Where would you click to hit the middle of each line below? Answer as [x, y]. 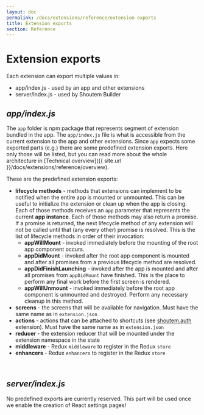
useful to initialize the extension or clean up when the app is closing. [101, 204]
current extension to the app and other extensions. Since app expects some [101, 141]
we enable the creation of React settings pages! [66, 405]
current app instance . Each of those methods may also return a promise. [107, 217]
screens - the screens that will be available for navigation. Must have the [107, 308]
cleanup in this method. [54, 301]
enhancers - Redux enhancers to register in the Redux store [90, 353]
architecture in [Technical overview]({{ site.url [64, 161]
